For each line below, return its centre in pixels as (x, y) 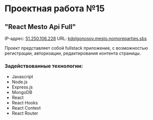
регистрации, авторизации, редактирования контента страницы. (73, 53)
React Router (25, 113)
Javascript (22, 77)
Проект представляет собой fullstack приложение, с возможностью (76, 48)
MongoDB (22, 92)
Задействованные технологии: (44, 66)
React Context (26, 108)
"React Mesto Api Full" (40, 27)
